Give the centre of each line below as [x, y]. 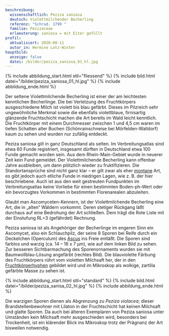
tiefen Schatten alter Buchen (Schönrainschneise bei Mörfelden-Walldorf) [82, 129]
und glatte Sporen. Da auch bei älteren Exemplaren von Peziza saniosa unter [85, 312]
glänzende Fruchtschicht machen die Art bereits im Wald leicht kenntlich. [81, 118]
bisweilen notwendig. [27, 328]
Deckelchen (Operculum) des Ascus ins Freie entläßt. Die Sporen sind [78, 238]
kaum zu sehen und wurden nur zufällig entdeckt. [57, 134]
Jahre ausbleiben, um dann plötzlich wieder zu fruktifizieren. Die [72, 165]
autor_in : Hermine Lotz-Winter [43, 47]
